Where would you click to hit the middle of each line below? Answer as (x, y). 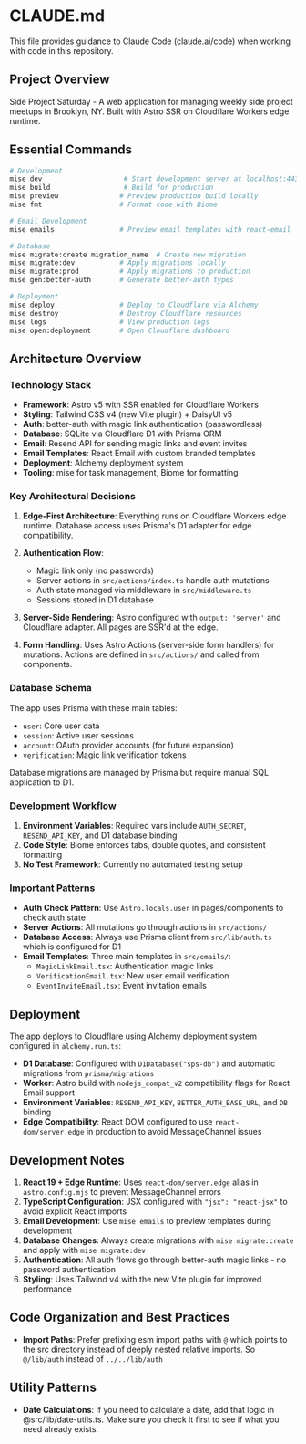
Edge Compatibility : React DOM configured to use (117, 1122)
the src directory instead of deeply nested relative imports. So (139, 1349)
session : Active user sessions (78, 735)
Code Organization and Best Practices (120, 1318)
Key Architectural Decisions (73, 497)
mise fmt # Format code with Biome (114, 205)
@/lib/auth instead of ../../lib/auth (93, 1359)
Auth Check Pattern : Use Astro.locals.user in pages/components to (153, 908)
